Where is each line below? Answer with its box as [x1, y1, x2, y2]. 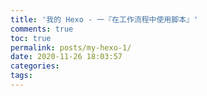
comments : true [10, 24, 74, 34]
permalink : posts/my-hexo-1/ [10, 42, 132, 53]
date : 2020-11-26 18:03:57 [10, 52, 123, 62]
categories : [10, 61, 60, 71]
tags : [10, 71, 33, 81]
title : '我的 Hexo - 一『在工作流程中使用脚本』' [10, 14, 199, 25]
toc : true [10, 33, 52, 43]
